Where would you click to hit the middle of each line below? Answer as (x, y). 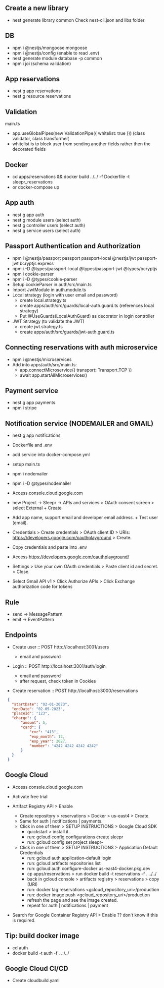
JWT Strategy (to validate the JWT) (48, 321)
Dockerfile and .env (32, 445)
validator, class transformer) (41, 139)
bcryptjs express (37, 263)
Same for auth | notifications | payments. (61, 821)
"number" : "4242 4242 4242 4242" (64, 746)
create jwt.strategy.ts (41, 326)
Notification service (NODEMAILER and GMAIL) (79, 423)
